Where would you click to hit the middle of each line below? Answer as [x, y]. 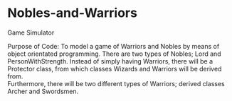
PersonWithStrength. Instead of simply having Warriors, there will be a [110, 61]
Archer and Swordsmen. [43, 91]
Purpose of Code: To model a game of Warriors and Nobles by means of [114, 46]
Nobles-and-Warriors [72, 13]
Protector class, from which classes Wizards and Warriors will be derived [115, 69]
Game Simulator [31, 32]
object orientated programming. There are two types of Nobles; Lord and [115, 54]
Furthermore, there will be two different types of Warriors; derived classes [116, 83]
